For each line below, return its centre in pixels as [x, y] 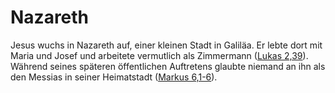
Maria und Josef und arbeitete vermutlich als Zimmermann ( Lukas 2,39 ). [159, 55]
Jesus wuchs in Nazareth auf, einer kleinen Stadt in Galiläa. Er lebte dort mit [166, 45]
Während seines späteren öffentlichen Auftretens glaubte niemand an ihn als [168, 66]
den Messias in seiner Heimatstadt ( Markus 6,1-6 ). [114, 77]
